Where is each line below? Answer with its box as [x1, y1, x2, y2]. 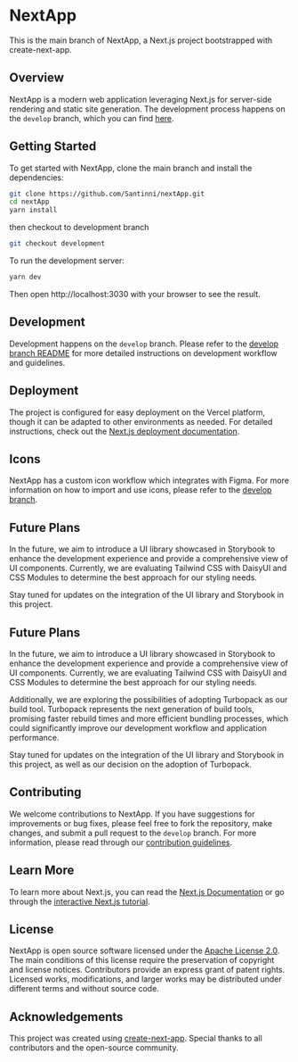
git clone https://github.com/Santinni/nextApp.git [9, 189, 205, 198]
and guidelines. [9, 357, 66, 368]
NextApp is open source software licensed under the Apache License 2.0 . [9, 945, 280, 956]
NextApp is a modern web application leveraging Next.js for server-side [9, 94, 272, 104]
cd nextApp [9, 197, 50, 206]
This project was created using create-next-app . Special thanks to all [9, 1033, 262, 1044]
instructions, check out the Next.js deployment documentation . [9, 426, 240, 436]
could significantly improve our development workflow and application [9, 723, 267, 733]
